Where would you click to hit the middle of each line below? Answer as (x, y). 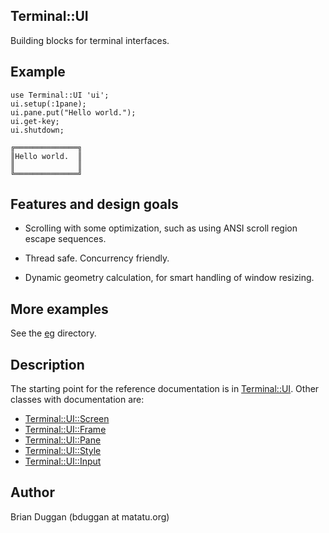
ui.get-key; (35, 121)
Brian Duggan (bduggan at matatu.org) (90, 516)
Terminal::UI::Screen (67, 419)
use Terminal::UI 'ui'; (60, 95)
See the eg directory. (53, 333)
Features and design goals (94, 204)
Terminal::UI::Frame (65, 430)
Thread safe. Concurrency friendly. (97, 258)
